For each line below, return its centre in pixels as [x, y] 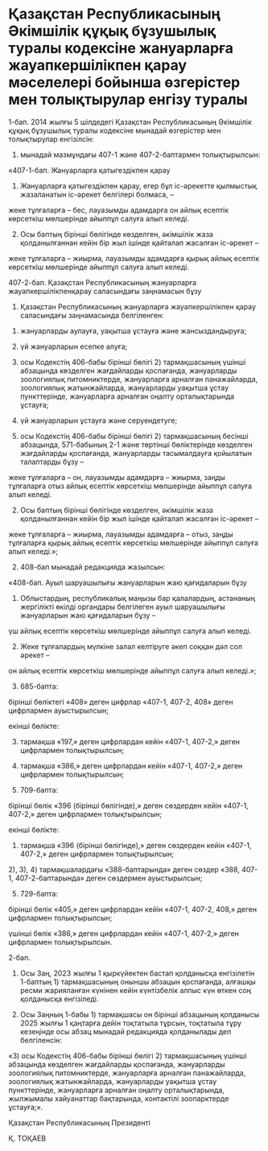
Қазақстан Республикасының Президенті [80, 1122]
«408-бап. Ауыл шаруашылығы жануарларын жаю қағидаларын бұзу [128, 582]
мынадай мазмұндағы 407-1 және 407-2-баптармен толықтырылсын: [140, 155]
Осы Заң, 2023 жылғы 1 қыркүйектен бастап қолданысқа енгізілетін [137, 973]
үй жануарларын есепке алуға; [74, 346]
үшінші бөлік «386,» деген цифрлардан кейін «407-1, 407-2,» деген [124, 933]
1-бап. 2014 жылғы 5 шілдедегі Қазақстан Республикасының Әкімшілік [130, 122]
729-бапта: [39, 893]
